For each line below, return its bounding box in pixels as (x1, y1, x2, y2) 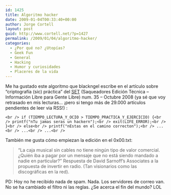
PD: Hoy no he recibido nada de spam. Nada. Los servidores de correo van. (5, 179, 165, 184)
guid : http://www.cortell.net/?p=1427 (5, 31, 88, 36)
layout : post (5, 27, 33, 32)
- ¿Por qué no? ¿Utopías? (10, 45, 66, 51)
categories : (5, 41, 31, 46)
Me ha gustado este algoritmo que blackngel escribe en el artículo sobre (5, 83, 159, 89)
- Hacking (10, 60, 31, 65)
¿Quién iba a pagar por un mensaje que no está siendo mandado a (17, 153, 158, 158)
